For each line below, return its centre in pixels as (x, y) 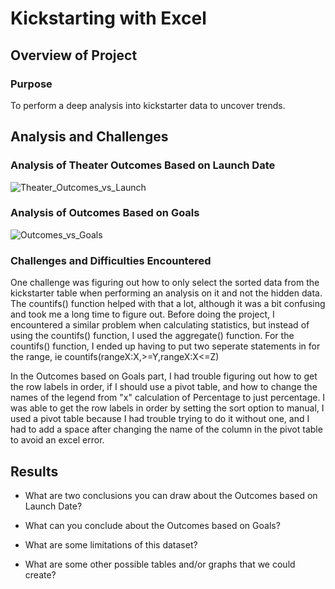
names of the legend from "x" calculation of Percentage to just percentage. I (168, 398)
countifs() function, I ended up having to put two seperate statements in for (165, 346)
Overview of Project (74, 55)
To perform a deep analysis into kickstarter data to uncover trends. (148, 105)
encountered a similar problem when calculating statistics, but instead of (160, 325)
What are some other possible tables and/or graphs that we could (160, 564)
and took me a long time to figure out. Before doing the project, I (142, 314)
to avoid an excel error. (57, 440)
